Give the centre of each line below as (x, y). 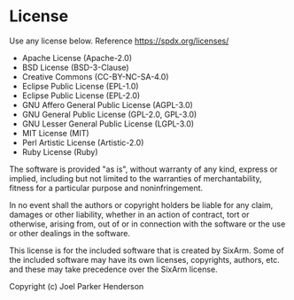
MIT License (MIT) (56, 133)
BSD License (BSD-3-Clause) (76, 67)
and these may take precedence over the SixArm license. (114, 269)
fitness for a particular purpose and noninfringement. (106, 188)
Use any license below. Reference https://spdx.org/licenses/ (119, 41)
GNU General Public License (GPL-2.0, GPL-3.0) (109, 114)
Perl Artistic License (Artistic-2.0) (83, 142)
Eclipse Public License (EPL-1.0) (80, 86)
